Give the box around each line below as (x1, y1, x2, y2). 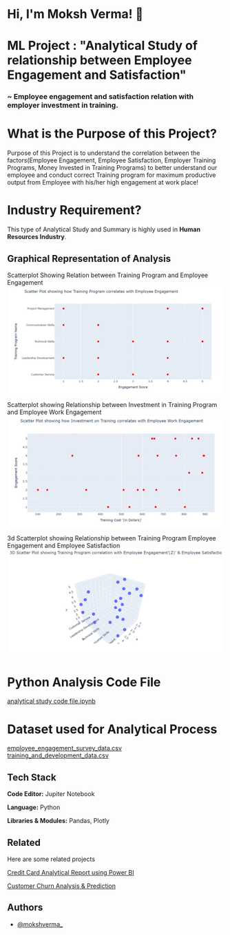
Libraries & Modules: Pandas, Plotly (7, 817, 110, 825)
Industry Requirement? (7, 202, 143, 218)
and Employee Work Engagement (7, 408, 102, 417)
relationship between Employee (7, 53, 192, 68)
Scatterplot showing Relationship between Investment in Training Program (7, 401, 218, 409)
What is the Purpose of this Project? (7, 126, 217, 142)
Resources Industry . (7, 233, 67, 241)
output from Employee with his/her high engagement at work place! (7, 178, 198, 187)
